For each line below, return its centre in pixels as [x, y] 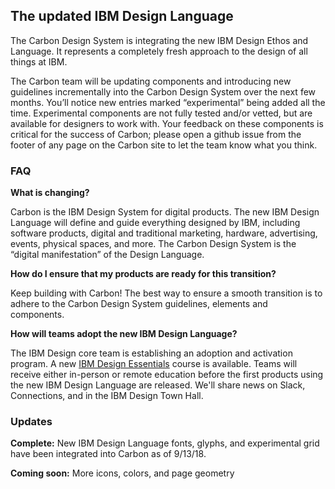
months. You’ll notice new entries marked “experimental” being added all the [168, 102]
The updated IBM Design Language [122, 16]
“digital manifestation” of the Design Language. [107, 255]
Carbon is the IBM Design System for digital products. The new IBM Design [165, 212]
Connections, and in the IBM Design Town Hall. [107, 396]
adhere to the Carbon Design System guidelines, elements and [139, 304]
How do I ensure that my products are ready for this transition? [143, 274]
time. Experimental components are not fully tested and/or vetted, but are [161, 113]
